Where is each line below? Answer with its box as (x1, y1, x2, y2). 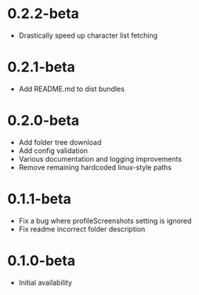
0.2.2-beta (7, 5, 80, 23)
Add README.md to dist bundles (18, 84, 125, 93)
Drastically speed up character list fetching (18, 31, 158, 40)
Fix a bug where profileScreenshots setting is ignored (18, 216, 192, 225)
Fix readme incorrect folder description (18, 224, 146, 234)
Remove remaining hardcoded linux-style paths (18, 162, 172, 172)
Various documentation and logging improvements (18, 154, 182, 163)
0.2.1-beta (7, 58, 76, 76)
